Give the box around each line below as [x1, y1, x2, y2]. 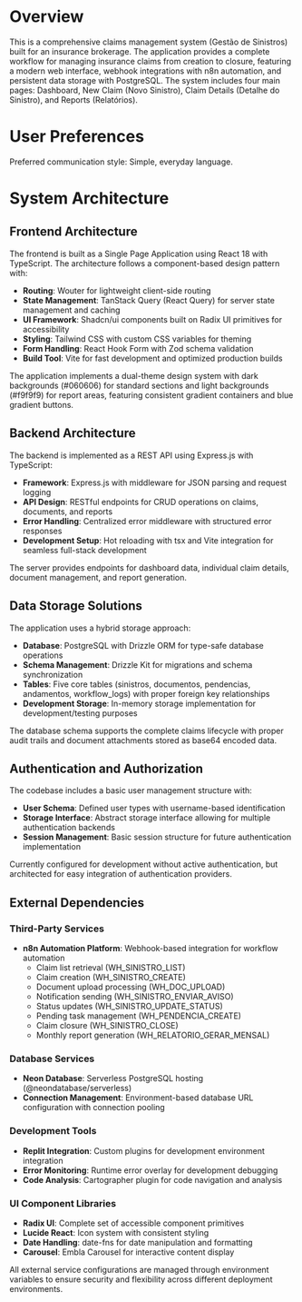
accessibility [22, 323, 70, 334]
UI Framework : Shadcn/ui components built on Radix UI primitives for [22, 313, 283, 324]
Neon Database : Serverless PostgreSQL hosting [22, 1073, 204, 1084]
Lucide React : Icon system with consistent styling [22, 1227, 209, 1237]
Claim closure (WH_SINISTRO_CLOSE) [35, 1020, 179, 1030]
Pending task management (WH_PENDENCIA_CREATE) [35, 1010, 242, 1021]
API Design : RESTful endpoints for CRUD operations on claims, [22, 496, 258, 507]
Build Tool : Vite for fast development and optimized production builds [22, 353, 283, 363]
